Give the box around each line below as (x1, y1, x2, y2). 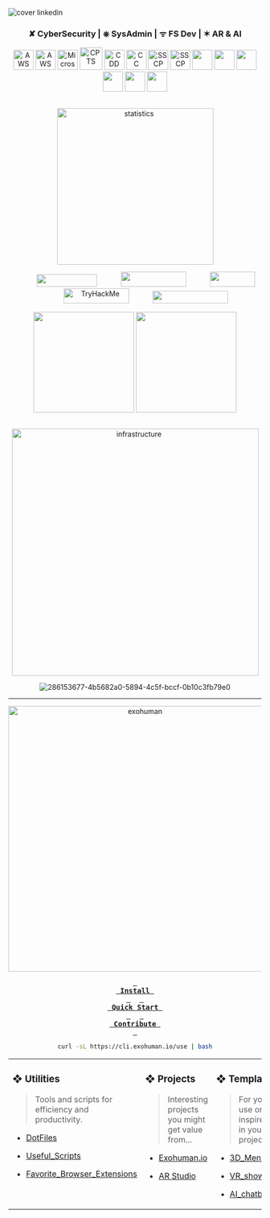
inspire (238, 1113, 265, 1125)
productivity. (35, 1113, 83, 1125)
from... (167, 1133, 193, 1145)
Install (120, 986, 150, 996)
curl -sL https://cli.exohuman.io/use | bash (57, 1043, 213, 1051)
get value (167, 1124, 203, 1135)
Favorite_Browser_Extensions (26, 1168, 138, 1179)
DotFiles (26, 1132, 58, 1143)
